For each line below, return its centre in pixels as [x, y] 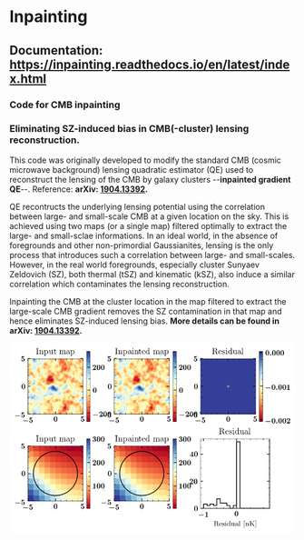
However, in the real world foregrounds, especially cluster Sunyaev [135, 265]
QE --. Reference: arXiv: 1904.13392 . [78, 189]
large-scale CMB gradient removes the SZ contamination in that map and [146, 311]
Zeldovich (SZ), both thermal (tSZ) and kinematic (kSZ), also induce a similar [152, 274]
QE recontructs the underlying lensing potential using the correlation [137, 206]
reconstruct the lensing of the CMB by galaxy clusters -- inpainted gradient [150, 179]
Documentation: [56, 50]
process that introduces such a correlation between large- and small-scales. [152, 255]
